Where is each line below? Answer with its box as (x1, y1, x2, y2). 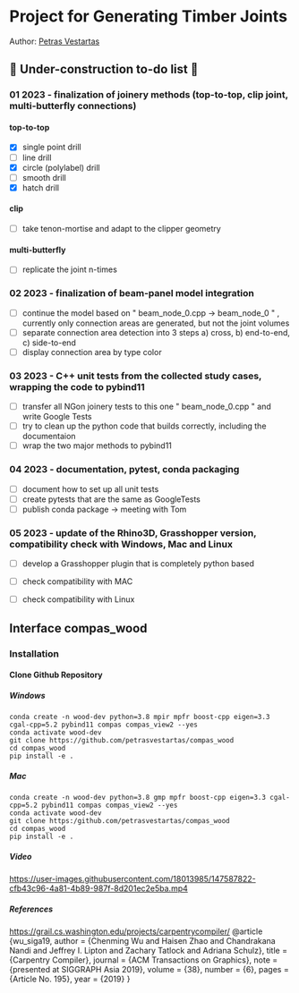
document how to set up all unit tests (21, 483, 159, 494)
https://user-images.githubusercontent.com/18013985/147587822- (9, 874, 257, 885)
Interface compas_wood (9, 620, 148, 636)
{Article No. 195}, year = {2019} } (9, 973, 131, 985)
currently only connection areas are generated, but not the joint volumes (21, 318, 290, 328)
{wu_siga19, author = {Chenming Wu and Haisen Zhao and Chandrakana (9, 936, 276, 946)
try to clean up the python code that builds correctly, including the (21, 420, 267, 431)
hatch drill (21, 182, 60, 193)
